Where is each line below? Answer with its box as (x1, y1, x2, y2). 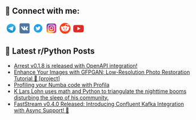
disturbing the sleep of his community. (13, 94, 109, 101)
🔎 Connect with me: (5, 6, 80, 16)
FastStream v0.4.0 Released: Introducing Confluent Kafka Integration (13, 100, 185, 107)
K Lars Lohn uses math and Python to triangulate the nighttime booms (13, 88, 186, 95)
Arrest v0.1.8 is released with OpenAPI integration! (13, 62, 138, 69)
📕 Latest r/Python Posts (5, 46, 95, 56)
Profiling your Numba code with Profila (13, 81, 110, 88)
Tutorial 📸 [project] (13, 74, 61, 82)
